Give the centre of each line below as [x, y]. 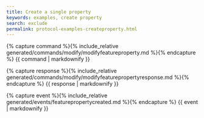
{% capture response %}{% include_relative [62, 71]
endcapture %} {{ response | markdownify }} [62, 84]
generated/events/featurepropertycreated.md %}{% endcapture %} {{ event [102, 102]
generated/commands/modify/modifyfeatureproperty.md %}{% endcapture [101, 53]
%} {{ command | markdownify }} [48, 59]
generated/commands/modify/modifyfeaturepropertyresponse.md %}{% [98, 77]
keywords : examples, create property [54, 18]
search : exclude [27, 23]
